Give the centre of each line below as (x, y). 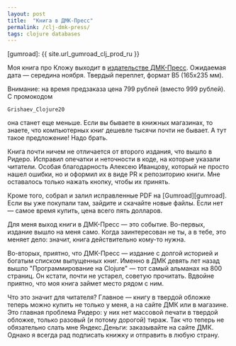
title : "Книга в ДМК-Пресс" (50, 21)
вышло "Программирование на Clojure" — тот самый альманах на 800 (115, 269)
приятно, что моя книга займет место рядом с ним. (86, 283)
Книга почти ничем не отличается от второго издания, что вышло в (110, 152)
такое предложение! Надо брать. (58, 138)
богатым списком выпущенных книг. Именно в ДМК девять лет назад (114, 261)
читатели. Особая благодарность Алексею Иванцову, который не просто (118, 167)
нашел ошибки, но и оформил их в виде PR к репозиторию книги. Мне (114, 174)
